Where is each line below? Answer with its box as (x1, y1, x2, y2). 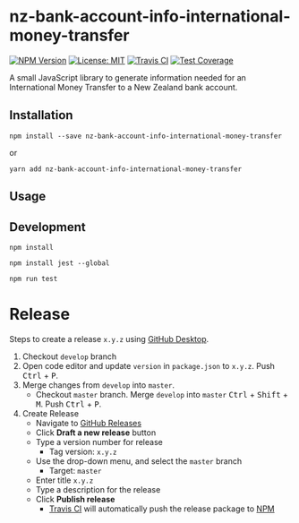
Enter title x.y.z (35, 475, 94, 485)
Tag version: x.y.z (48, 446, 118, 457)
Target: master (48, 465, 102, 476)
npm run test (9, 274, 58, 283)
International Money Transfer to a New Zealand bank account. (9, 81, 238, 92)
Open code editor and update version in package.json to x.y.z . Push (21, 360, 276, 371)
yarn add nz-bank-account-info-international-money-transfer (9, 164, 243, 174)
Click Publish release (35, 493, 115, 504)
